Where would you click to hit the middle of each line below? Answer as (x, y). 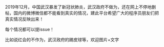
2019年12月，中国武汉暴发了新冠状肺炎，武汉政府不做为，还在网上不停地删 (81, 7)
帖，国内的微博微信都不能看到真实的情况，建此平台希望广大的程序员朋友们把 (82, 13)
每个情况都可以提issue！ (30, 29)
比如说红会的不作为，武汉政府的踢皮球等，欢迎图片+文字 (62, 39)
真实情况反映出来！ (24, 19)
